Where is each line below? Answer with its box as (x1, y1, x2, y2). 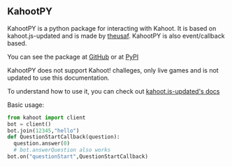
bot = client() (7, 120, 52, 128)
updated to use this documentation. (7, 73, 110, 82)
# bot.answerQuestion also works (13, 147, 111, 154)
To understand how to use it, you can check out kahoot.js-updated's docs (7, 87, 220, 95)
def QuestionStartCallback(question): (7, 133, 120, 140)
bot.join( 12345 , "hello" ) (7, 127, 80, 134)
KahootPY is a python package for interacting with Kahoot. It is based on (7, 24, 217, 32)
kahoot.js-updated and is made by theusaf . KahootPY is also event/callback (7, 31, 225, 40)
